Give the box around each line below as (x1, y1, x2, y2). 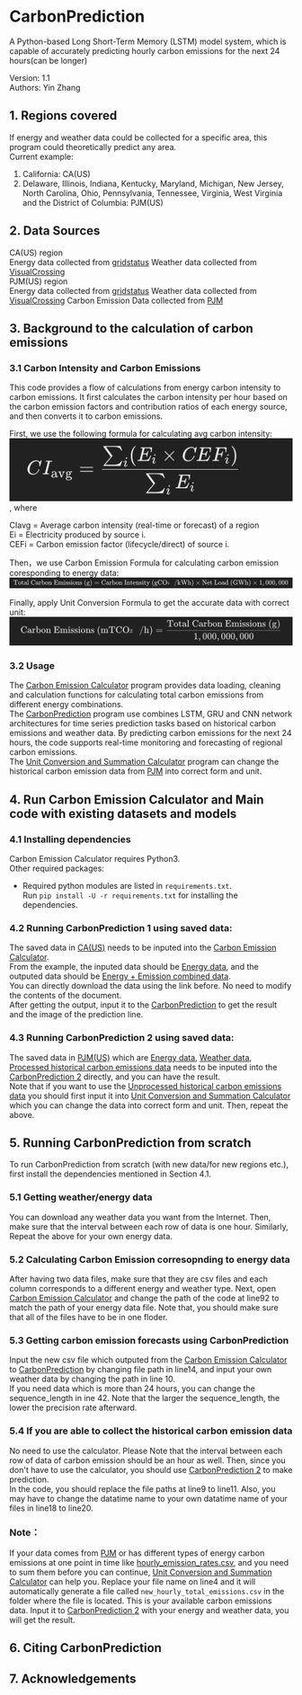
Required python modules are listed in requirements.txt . (22, 880, 232, 891)
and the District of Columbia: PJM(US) (22, 197, 164, 208)
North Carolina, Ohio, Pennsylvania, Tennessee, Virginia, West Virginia (22, 187, 283, 199)
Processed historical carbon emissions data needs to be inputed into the (9, 1061, 278, 1072)
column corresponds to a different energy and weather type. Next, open (9, 1282, 277, 1293)
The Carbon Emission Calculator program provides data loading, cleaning (9, 680, 281, 691)
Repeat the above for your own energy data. (9, 1230, 173, 1241)
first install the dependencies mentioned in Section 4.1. (9, 1168, 212, 1179)
